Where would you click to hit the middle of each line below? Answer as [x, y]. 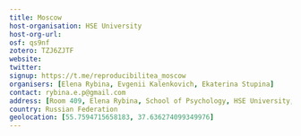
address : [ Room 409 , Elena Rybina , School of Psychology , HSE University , [152, 101]
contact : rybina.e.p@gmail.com [68, 92]
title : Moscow [36, 17]
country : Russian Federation [64, 109]
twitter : [26, 68]
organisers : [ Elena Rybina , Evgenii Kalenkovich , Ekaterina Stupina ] [142, 84]
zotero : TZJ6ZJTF [42, 51]
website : [26, 59]
